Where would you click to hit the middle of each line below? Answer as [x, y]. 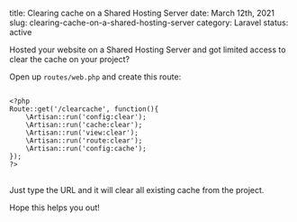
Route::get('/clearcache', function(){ [84, 109]
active [21, 32]
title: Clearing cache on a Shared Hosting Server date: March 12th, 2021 [142, 13]
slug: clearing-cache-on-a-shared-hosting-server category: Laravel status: [149, 23]
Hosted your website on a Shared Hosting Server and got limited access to [148, 50]
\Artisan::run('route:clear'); [84, 141]
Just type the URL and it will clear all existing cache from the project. [137, 190]
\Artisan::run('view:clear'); [82, 133]
